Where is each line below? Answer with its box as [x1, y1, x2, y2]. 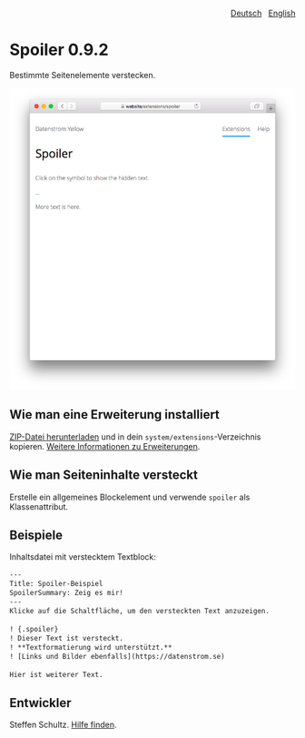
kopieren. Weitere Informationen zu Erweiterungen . [9, 440, 201, 451]
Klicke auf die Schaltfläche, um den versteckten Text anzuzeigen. [9, 607, 271, 616]
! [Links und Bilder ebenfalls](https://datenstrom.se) [9, 652, 225, 662]
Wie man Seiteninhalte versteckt [9, 468, 198, 483]
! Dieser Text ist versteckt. [9, 634, 124, 643]
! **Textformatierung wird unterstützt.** [9, 643, 172, 652]
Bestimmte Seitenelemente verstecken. [9, 69, 156, 80]
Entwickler [9, 695, 72, 711]
